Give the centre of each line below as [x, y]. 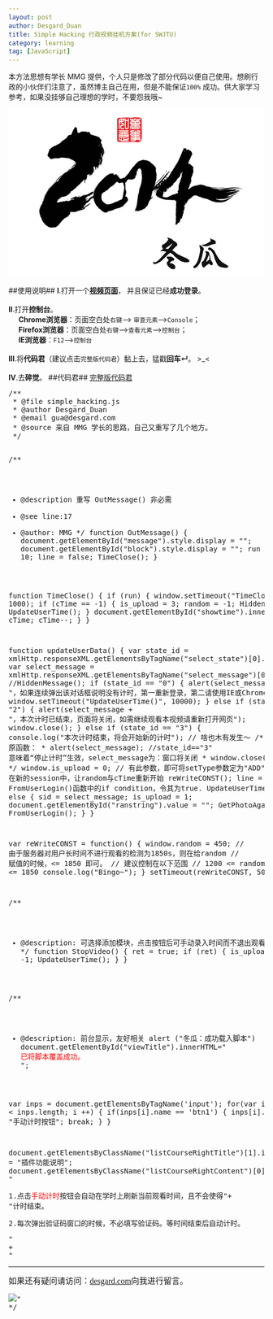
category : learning [41, 43]
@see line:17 [46, 516]
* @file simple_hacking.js [66, 401]
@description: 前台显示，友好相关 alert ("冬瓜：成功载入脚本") [138, 1038]
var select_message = [52, 666]
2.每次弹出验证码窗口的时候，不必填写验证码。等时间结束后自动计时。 [127, 1223]
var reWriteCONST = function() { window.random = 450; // [126, 843]
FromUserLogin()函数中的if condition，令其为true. [106, 788]
